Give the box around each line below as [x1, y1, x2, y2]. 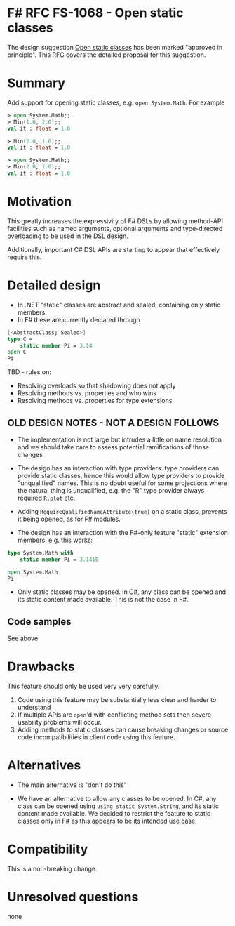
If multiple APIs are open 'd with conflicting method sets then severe [17, 710, 212, 719]
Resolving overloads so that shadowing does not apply [17, 381, 176, 390]
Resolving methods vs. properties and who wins [17, 389, 156, 397]
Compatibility [7, 841, 88, 857]
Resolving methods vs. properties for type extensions [17, 397, 173, 405]
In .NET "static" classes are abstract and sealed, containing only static [17, 300, 221, 309]
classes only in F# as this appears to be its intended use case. [17, 816, 198, 826]
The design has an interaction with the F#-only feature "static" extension [17, 528, 228, 536]
